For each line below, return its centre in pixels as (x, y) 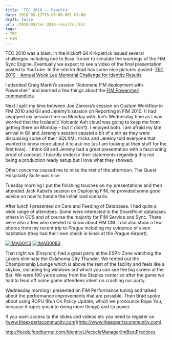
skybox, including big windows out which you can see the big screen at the (84, 269)
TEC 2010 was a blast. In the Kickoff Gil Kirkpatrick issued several (75, 53)
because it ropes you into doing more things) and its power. (68, 306)
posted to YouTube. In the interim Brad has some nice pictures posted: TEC (84, 69)
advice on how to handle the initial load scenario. (57, 196)
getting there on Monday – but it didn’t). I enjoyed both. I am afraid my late (83, 127)
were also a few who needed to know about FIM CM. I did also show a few (84, 222)
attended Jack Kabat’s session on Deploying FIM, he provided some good (83, 190)
